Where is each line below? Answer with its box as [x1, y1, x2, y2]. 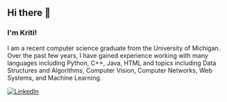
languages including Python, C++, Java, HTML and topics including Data [7, 59, 217, 67]
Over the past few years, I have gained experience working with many [7, 51, 208, 59]
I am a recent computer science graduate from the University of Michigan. [7, 43, 221, 52]
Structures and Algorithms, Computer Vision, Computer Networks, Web [7, 66, 213, 74]
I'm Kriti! [7, 28, 37, 38]
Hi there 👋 [7, 7, 51, 19]
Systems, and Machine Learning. [7, 73, 102, 82]
